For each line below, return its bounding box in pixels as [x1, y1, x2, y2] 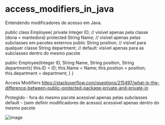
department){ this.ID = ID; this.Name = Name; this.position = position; [5, 65, 146, 71]
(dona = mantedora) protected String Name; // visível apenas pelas [5, 34, 141, 40]
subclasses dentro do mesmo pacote [5, 50, 80, 56]
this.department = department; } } [5, 70, 74, 76]
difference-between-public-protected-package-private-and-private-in [5, 85, 149, 91]
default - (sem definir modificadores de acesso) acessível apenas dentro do [5, 99, 160, 105]
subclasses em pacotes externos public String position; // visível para [5, 39, 146, 45]
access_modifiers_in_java [5, 3, 114, 15]
